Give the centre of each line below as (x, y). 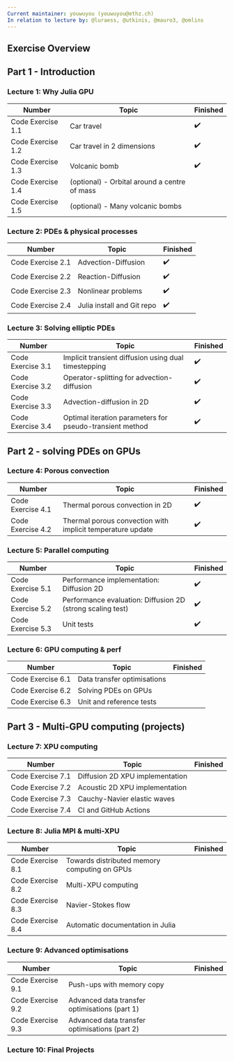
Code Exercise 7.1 (41, 776)
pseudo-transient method (106, 427)
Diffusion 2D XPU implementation (133, 776)
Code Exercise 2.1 (41, 262)
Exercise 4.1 (31, 509)
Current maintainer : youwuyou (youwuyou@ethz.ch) (81, 14)
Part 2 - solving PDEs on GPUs (74, 451)
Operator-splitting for (99, 378)
